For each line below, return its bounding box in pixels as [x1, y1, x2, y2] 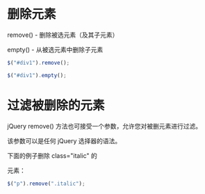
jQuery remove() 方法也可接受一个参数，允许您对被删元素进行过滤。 [7, 122, 202, 130]
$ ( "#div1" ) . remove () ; [7, 59, 70, 66]
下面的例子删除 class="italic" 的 [7, 151, 97, 160]
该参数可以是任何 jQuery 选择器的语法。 [7, 136, 122, 145]
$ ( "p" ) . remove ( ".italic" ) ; [7, 180, 85, 187]
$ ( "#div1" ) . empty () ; [7, 72, 67, 79]
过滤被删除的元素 [7, 97, 106, 113]
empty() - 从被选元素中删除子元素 [7, 45, 104, 54]
